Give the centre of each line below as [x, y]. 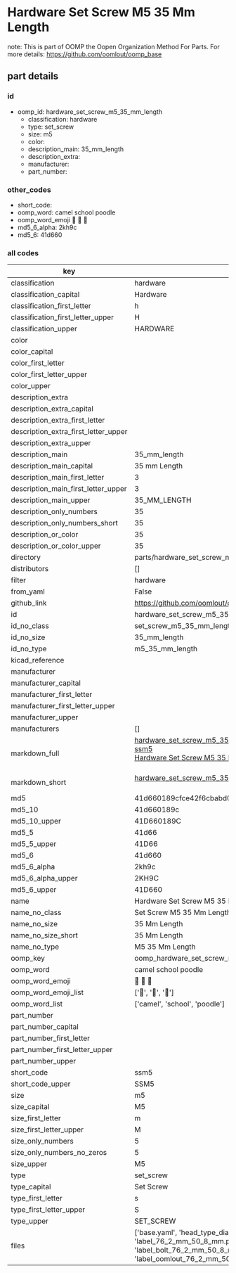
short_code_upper [41, 1084]
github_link [29, 603]
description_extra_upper [51, 443]
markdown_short [39, 783]
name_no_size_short [45, 935]
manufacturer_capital [46, 683]
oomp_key [28, 959]
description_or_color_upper [56, 546]
